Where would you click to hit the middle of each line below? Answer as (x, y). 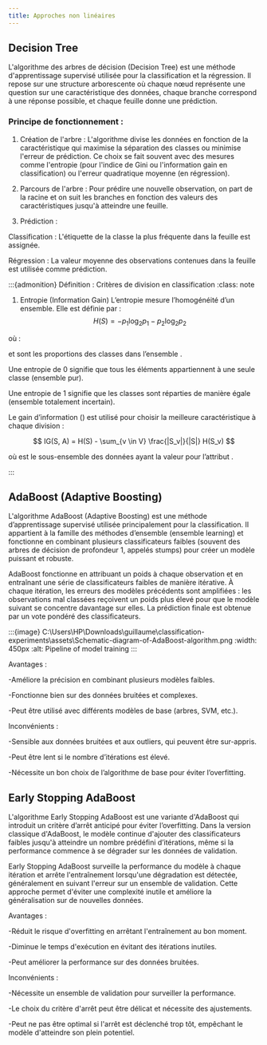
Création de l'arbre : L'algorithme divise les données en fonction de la (134, 139)
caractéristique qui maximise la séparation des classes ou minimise (130, 148)
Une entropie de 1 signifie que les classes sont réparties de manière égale (130, 393)
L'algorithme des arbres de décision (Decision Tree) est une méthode (122, 67)
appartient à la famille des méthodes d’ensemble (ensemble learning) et (126, 533)
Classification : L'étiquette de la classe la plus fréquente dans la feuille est (130, 236)
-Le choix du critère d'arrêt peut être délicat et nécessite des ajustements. (130, 1009)
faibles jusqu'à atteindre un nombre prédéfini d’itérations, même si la (121, 842)
